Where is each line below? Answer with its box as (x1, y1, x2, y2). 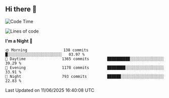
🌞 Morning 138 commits (5, 47, 89, 53)
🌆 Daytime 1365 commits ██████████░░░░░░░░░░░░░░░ (5, 56, 164, 61)
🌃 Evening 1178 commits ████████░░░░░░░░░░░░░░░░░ (5, 65, 164, 70)
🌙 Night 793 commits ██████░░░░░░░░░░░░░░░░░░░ (5, 74, 164, 79)
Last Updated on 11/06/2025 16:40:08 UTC (5, 87, 95, 93)
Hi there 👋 (5, 5, 37, 14)
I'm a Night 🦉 (5, 38, 33, 44)
